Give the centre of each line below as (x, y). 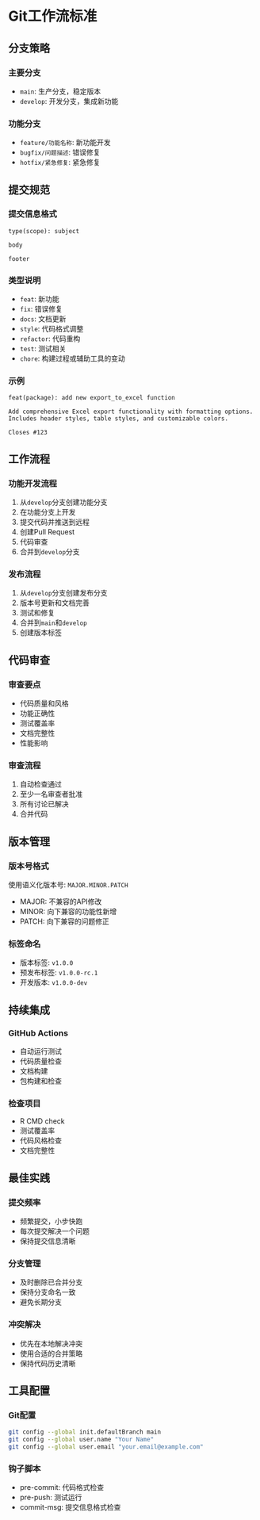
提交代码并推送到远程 (54, 522)
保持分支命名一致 (48, 1292)
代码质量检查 (40, 1061)
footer (19, 258)
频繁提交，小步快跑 (51, 1221)
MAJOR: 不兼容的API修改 (61, 902)
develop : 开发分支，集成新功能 (69, 101)
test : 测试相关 (43, 349)
